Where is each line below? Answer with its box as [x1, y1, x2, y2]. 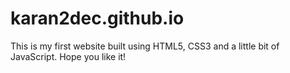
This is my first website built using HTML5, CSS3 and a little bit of [10, 40, 280, 52]
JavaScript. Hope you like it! [10, 50, 127, 62]
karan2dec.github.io [10, 7, 185, 30]
